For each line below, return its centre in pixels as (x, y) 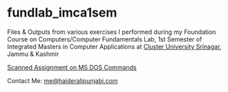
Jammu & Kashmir (33, 54)
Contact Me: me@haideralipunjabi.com (63, 80)
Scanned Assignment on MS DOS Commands (72, 67)
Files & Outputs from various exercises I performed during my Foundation (112, 32)
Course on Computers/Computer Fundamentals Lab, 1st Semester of (105, 39)
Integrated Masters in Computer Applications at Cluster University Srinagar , (115, 46)
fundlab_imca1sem (62, 13)
